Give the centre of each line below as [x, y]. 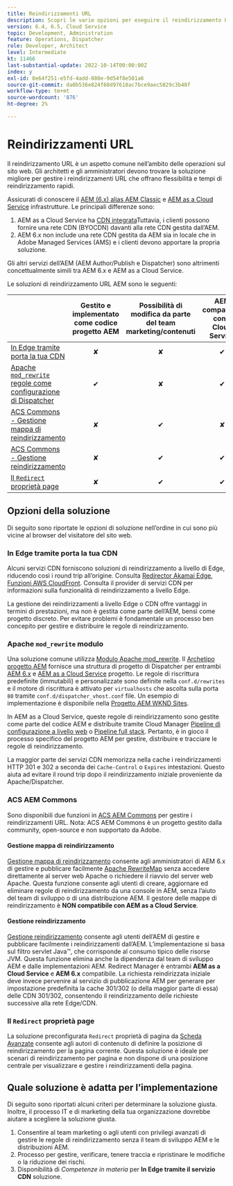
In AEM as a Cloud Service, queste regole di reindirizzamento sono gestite [113, 717]
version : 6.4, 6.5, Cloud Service [57, 26]
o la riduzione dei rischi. [51, 1162]
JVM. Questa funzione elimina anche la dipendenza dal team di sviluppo [110, 958]
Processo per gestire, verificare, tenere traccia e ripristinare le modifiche [121, 1155]
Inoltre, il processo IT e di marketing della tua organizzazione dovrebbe [109, 1112]
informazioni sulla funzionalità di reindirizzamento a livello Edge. [99, 590]
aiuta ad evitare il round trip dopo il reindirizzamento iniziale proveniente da [115, 774]
